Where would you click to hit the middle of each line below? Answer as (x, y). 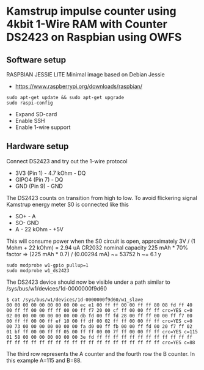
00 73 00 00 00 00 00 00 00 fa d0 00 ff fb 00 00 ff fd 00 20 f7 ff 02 (99, 326)
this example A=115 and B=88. (44, 360)
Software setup (36, 60)
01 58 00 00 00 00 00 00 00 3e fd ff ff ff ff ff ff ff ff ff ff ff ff (99, 337)
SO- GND (27, 223)
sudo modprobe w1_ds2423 (38, 270)
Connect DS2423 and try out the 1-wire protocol (67, 161)
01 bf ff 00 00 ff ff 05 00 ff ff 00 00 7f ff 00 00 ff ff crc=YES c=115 (102, 331)
